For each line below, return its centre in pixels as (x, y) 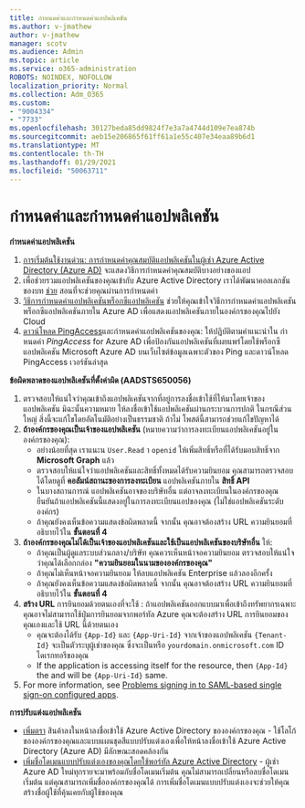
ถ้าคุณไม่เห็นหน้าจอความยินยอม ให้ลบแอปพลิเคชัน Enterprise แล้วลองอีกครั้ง (154, 573)
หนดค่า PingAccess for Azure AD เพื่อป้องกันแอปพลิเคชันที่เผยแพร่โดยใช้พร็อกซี (151, 341)
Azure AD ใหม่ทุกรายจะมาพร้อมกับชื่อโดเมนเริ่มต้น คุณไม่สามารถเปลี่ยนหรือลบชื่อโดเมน (156, 771)
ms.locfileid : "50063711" (58, 171)
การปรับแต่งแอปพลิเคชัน (46, 712)
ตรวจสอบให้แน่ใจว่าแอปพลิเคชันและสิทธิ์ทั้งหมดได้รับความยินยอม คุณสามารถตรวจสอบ (165, 470)
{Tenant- (271, 635)
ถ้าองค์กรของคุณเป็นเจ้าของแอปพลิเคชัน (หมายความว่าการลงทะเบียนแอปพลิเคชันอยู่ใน (150, 429)
